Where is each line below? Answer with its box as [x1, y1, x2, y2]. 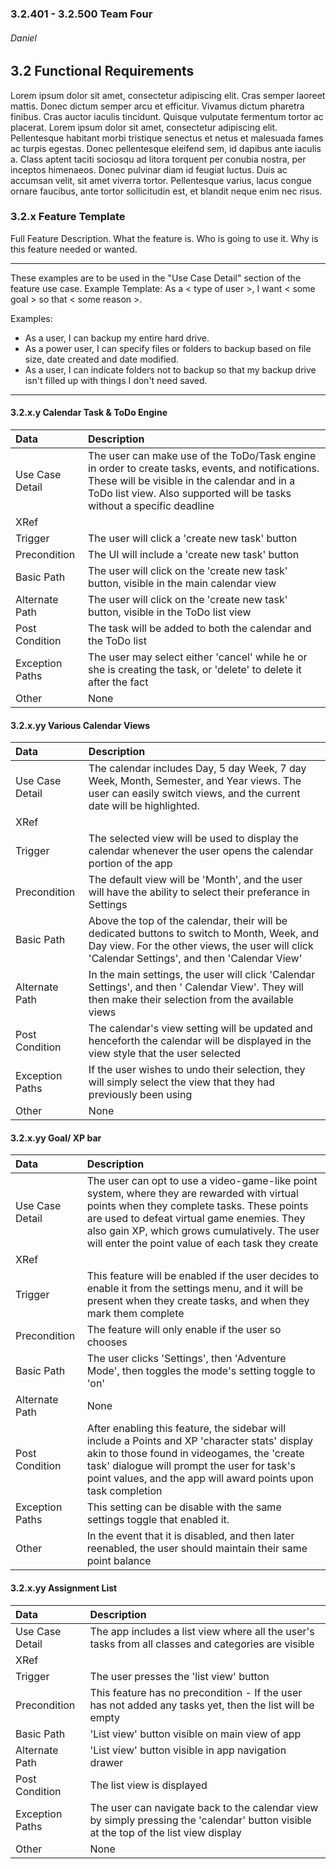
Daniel [10, 32, 37, 44]
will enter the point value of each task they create [86, 1237, 319, 1251]
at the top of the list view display [89, 1825, 242, 1839]
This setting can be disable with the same [86, 1500, 282, 1514]
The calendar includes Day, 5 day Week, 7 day [88, 762, 307, 776]
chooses [86, 1335, 128, 1349]
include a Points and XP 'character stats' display [86, 1434, 313, 1448]
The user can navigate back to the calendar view [89, 1800, 319, 1814]
